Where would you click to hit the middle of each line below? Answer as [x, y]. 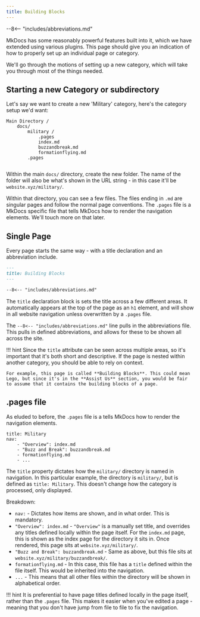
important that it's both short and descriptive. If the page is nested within [96, 356]
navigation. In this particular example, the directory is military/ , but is [92, 477]
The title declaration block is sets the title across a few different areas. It [97, 301]
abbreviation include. [32, 257]
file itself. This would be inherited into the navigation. [79, 570]
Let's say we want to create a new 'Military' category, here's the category [96, 104]
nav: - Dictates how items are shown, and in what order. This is [92, 513]
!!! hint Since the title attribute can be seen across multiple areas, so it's [96, 349]
